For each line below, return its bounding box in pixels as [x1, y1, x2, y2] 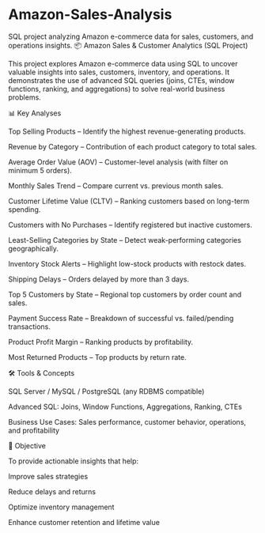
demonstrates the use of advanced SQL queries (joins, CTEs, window [8, 75, 235, 85]
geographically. [8, 244, 59, 253]
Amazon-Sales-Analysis [8, 6, 172, 24]
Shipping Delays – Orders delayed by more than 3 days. [8, 274, 190, 284]
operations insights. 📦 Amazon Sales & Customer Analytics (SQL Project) [8, 40, 248, 50]
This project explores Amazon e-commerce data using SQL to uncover [8, 59, 238, 68]
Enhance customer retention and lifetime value [8, 517, 161, 527]
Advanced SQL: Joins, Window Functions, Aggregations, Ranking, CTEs [8, 402, 243, 411]
